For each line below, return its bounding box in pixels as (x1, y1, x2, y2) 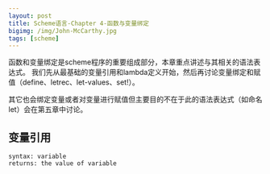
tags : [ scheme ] (8, 34, 60, 43)
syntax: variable (8, 152, 67, 161)
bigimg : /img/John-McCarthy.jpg (8, 27, 117, 35)
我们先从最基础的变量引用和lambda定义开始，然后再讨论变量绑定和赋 (31, 68, 261, 77)
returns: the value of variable (8, 159, 117, 168)
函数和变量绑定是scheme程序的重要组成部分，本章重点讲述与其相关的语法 (8, 57, 254, 67)
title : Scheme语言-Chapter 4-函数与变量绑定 (8, 19, 149, 27)
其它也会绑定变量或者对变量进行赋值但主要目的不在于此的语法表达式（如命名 (8, 94, 263, 105)
